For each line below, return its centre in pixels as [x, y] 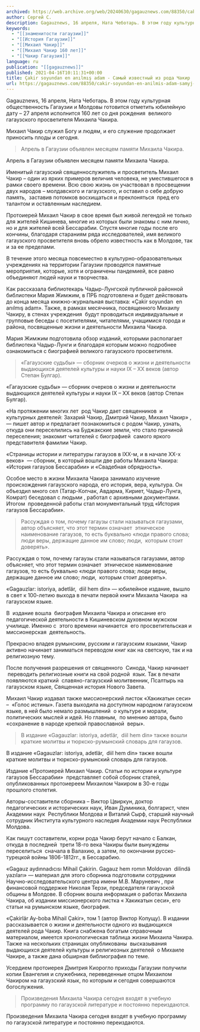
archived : [18, 12]
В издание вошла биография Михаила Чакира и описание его [86, 613]
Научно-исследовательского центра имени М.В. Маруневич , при [90, 881]
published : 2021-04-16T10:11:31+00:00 [54, 73]
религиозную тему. [31, 656]
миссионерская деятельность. [46, 632]
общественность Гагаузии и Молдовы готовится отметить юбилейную [96, 107]
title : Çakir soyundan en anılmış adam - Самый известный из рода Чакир [98, 78]
